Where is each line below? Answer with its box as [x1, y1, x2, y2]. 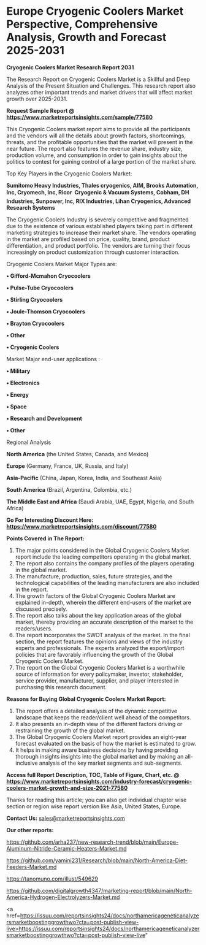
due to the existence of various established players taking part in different [6, 222, 193, 229]
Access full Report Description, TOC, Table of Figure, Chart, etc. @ [6, 771, 180, 778]
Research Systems [6, 204, 55, 211]
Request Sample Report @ [6, 107, 75, 114]
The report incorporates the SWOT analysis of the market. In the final [15, 631, 190, 638]
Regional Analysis [6, 438, 51, 446]
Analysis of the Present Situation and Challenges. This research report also [6, 82, 196, 90]
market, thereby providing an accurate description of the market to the [15, 618, 194, 626]
